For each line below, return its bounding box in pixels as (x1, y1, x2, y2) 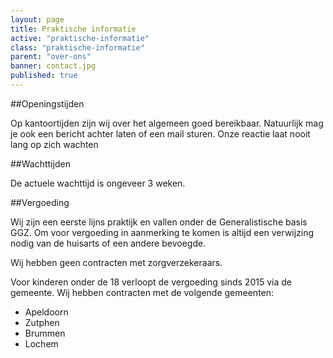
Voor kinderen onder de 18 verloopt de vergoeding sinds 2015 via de (10, 276, 292, 288)
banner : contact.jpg (10, 61, 97, 71)
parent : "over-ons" (10, 52, 92, 62)
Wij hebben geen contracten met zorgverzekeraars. (10, 256, 223, 268)
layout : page (10, 14, 65, 25)
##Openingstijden (10, 97, 85, 110)
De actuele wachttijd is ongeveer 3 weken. (10, 177, 186, 189)
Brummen (24, 327, 66, 339)
